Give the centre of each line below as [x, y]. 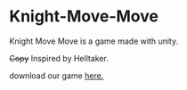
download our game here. [57, 75]
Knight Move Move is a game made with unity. [94, 41]
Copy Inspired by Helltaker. [59, 58]
